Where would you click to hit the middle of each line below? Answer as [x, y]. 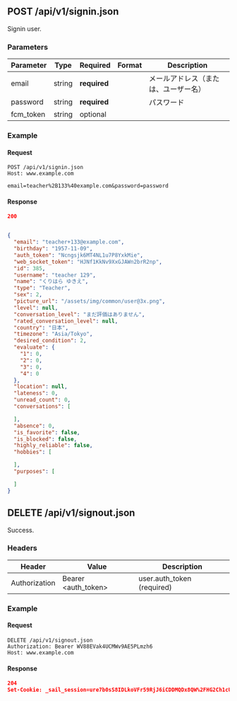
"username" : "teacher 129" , [55, 275]
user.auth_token [165, 578]
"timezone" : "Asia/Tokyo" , [53, 334]
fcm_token [28, 115]
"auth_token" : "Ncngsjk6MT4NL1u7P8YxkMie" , [78, 255]
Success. [21, 530]
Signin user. [25, 28]
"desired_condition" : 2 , [50, 341]
